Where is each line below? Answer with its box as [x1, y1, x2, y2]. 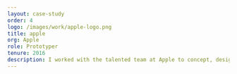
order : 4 [7, 17, 33, 24]
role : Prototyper [7, 43, 59, 50]
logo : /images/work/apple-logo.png [7, 23, 112, 30]
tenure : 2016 [7, 50, 46, 57]
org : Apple [7, 37, 39, 44]
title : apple [7, 30, 46, 37]
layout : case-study [7, 10, 65, 18]
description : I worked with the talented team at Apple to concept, [7, 56, 213, 63]
